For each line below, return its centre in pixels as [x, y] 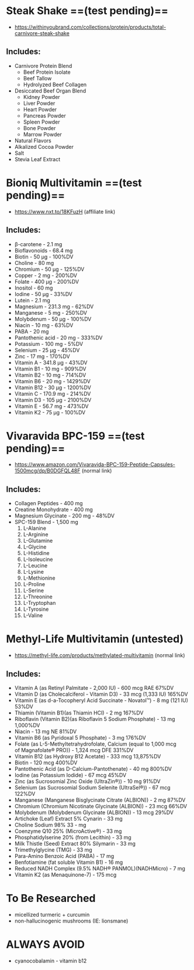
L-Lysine [33, 572]
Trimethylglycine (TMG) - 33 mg [53, 850]
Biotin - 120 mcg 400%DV [46, 763]
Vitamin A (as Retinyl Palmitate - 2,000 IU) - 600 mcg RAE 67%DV [94, 688]
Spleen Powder [41, 122]
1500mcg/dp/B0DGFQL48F [47, 471]
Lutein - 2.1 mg [32, 300]
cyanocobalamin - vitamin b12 [51, 961]
